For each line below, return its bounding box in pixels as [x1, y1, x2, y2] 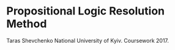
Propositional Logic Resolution [6, 4, 165, 18]
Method [6, 17, 47, 31]
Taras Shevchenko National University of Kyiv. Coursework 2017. [6, 37, 169, 44]
